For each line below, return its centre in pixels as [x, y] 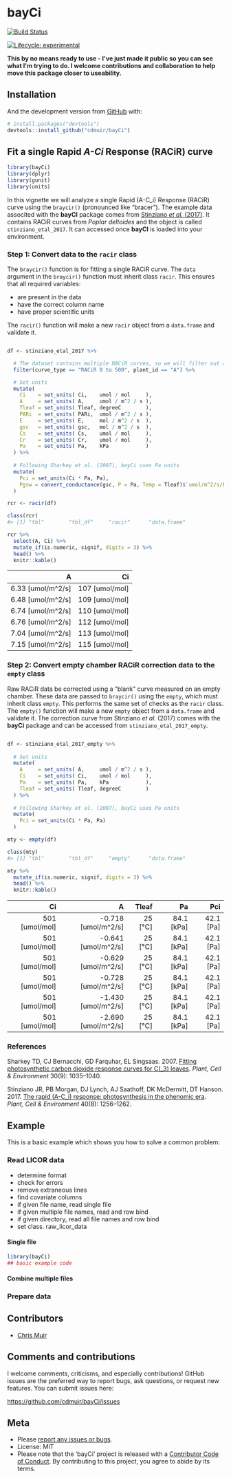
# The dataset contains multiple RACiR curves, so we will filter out [117, 363]
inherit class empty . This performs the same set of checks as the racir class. [115, 703]
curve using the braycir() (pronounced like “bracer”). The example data [110, 207]
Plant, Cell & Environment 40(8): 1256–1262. [69, 1104]
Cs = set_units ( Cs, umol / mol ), [86, 433]
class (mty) [23, 852]
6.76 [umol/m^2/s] [41, 622]
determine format [42, 1175]
